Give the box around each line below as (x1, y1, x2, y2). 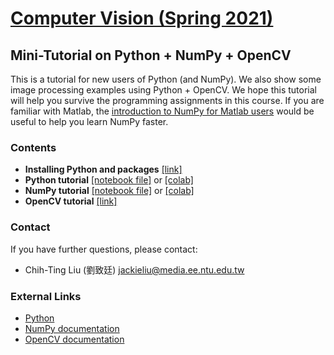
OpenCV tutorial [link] (24, 195, 118, 207)
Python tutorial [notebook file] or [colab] (24, 174, 194, 186)
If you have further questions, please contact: (10, 243, 198, 255)
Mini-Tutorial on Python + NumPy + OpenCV (10, 47, 292, 64)
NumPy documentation (24, 322, 120, 334)
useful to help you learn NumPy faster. (10, 116, 169, 127)
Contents (10, 140, 57, 154)
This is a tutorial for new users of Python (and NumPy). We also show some (10, 73, 322, 85)
